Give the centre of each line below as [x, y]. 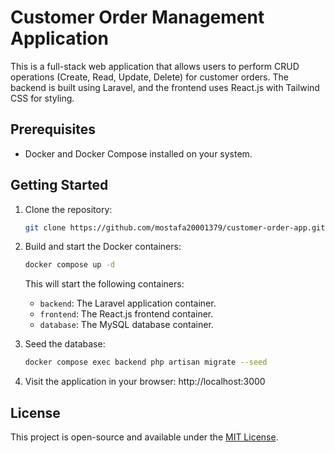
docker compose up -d [69, 265]
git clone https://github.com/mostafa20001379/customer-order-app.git [175, 227]
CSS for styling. [42, 98]
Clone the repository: [68, 209]
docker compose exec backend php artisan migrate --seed [146, 362]
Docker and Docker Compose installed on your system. [138, 153]
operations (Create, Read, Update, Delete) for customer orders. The [149, 77]
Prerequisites [53, 129]
